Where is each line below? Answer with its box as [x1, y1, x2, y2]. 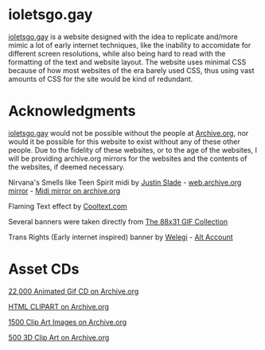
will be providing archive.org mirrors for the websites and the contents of [8, 154, 247, 163]
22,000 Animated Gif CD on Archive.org [8, 286, 139, 296]
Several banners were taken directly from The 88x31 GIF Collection [8, 216, 228, 226]
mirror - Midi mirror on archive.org [8, 185, 121, 196]
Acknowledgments [8, 102, 137, 120]
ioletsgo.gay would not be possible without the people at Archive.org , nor [8, 128, 249, 138]
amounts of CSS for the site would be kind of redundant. [8, 74, 193, 84]
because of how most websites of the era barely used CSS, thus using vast [8, 65, 255, 75]
